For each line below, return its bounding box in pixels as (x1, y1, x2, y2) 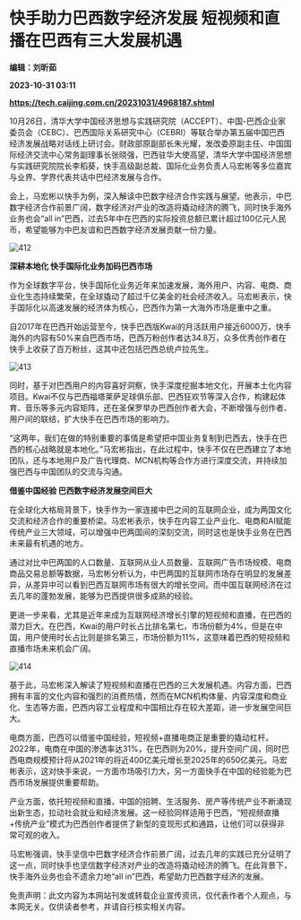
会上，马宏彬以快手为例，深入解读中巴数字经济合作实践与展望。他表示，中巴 (9, 190, 292, 202)
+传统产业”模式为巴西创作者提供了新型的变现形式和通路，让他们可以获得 (9, 818, 278, 829)
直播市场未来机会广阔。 (9, 642, 96, 654)
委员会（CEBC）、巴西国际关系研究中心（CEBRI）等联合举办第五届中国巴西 (9, 126, 285, 137)
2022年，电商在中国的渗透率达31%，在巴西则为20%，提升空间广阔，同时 (9, 743, 282, 753)
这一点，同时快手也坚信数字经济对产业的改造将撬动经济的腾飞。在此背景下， (9, 859, 292, 870)
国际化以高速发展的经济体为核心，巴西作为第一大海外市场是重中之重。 (16, 302, 276, 313)
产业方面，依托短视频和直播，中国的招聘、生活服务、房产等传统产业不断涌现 (9, 795, 292, 806)
